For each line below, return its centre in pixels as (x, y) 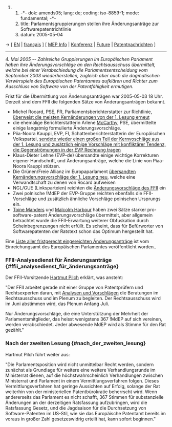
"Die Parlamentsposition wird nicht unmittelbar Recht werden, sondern (80, 364)
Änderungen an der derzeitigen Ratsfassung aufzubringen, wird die (76, 402)
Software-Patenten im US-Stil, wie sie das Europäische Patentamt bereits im (86, 413)
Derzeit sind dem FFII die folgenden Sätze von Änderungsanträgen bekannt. (85, 102)
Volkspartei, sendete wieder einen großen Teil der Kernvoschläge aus (86, 139)
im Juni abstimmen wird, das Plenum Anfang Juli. (57, 304)
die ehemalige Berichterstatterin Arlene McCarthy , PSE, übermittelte (84, 123)
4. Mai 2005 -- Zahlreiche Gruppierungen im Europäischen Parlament (79, 59)
